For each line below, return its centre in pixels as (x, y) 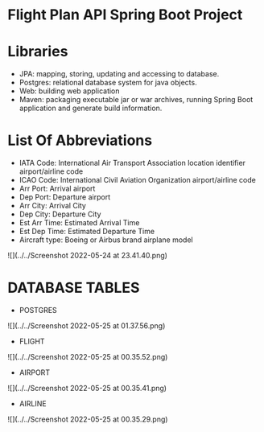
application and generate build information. (91, 108)
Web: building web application (69, 91)
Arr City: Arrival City (52, 206)
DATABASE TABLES (74, 288)
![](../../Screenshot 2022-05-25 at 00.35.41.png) (87, 388)
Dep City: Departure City (60, 214)
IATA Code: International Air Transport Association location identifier (132, 163)
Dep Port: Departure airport (64, 197)
